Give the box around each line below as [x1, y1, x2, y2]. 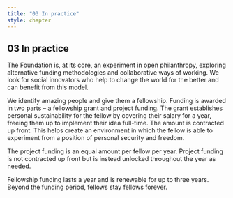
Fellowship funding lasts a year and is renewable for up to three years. [7, 176, 209, 184]
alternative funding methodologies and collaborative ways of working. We [7, 68, 220, 77]
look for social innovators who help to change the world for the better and [7, 76, 220, 84]
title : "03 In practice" [7, 10, 80, 17]
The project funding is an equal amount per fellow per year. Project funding [7, 147, 223, 155]
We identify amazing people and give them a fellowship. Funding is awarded [7, 97, 227, 105]
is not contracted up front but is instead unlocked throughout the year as [7, 155, 216, 163]
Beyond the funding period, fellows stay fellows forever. [7, 183, 167, 192]
